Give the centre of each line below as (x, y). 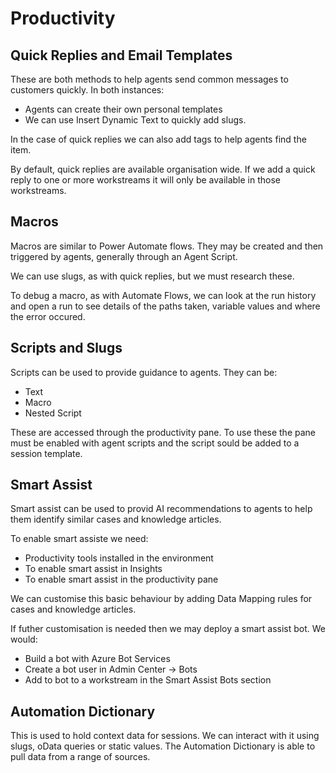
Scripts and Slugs (66, 348)
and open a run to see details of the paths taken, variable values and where (165, 306)
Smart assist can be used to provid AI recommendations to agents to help (161, 509)
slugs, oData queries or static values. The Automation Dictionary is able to (163, 746)
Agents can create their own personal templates (123, 109)
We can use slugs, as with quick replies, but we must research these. (152, 276)
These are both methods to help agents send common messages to (149, 79)
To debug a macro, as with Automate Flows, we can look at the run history (163, 295)
